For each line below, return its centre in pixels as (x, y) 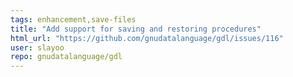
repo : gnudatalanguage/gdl (66, 57)
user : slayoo (37, 47)
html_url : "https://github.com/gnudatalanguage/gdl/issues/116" (147, 38)
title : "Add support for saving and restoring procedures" (136, 29)
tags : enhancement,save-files (73, 19)
